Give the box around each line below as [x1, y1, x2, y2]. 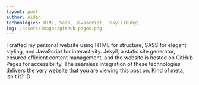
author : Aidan [6, 14, 42, 20]
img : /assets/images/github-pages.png [6, 25, 102, 32]
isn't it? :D [6, 73, 31, 80]
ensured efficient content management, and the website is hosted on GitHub [6, 54, 193, 61]
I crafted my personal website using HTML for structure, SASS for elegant [6, 42, 187, 49]
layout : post [6, 8, 39, 15]
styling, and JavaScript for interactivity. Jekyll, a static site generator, [6, 48, 175, 55]
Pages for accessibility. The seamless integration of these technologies [6, 61, 181, 68]
